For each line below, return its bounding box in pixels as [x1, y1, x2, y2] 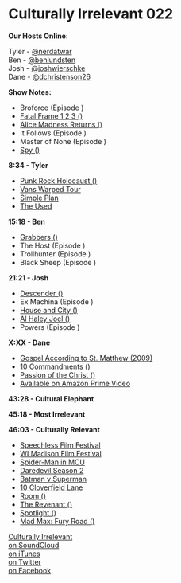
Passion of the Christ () [19, 370, 96, 379]
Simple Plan [19, 193, 59, 202]
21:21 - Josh [8, 272, 49, 283]
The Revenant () [19, 499, 73, 509]
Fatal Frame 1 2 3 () [19, 111, 83, 120]
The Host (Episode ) [19, 241, 86, 250]
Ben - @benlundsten [8, 55, 76, 65]
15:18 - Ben [8, 217, 46, 226]
